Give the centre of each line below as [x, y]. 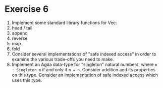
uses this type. [27, 80]
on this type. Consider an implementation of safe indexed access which [85, 75]
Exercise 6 [27, 9]
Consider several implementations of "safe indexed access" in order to [84, 54]
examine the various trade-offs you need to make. [63, 59]
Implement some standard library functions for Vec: [64, 23]
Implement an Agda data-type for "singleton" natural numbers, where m [84, 64]
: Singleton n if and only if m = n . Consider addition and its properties [83, 69]
